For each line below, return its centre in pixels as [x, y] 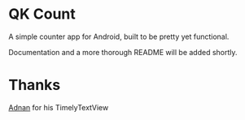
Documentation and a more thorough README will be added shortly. [123, 52]
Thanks [35, 85]
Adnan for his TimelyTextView [59, 107]
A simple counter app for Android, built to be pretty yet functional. [119, 36]
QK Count [42, 14]
